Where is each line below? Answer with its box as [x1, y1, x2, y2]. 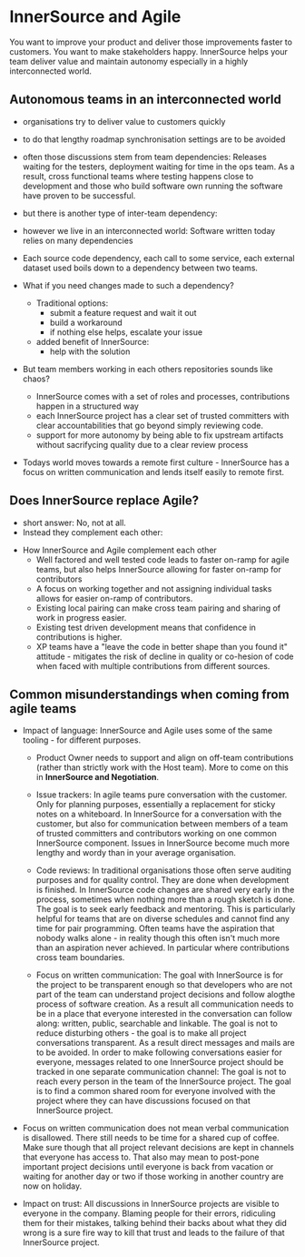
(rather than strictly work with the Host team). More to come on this [35, 762, 289, 773]
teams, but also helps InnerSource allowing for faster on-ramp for [35, 563, 281, 574]
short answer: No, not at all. [22, 517, 127, 528]
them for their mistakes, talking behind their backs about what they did [22, 1218, 288, 1229]
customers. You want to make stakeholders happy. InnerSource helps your [9, 46, 288, 56]
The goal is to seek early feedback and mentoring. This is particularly [35, 904, 296, 915]
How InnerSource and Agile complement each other [22, 544, 218, 555]
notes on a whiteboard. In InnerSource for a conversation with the [35, 808, 282, 820]
